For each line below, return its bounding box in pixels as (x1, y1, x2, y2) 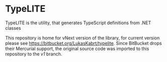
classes (5, 25, 21, 31)
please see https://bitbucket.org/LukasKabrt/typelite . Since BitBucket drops (5, 40, 162, 46)
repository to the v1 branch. (5, 51, 62, 57)
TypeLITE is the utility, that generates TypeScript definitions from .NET (5, 20, 151, 26)
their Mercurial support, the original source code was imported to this (5, 45, 149, 51)
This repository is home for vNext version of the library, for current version (5, 35, 160, 41)
